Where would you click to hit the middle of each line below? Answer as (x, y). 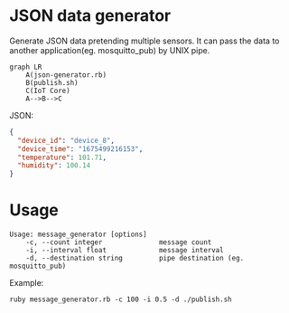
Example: (27, 283)
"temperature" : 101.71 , (62, 157)
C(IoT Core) (48, 90)
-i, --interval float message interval (125, 251)
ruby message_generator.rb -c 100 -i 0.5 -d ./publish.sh (121, 299)
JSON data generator (90, 16)
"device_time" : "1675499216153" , (80, 149)
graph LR (26, 67)
